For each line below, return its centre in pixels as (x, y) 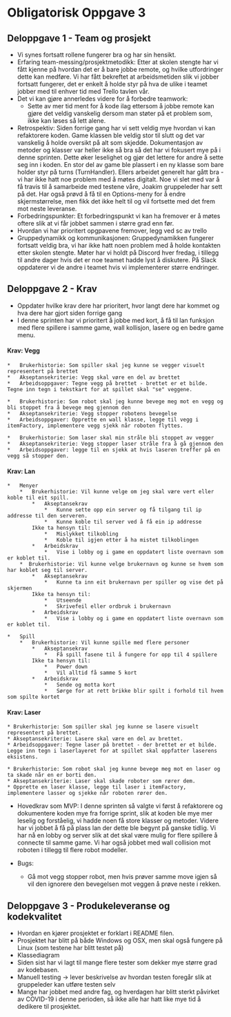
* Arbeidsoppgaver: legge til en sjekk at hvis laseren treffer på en (114, 450)
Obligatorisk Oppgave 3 (77, 13)
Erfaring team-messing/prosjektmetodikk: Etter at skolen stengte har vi (118, 62)
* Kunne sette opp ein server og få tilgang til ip (123, 510)
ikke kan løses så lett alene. (67, 121)
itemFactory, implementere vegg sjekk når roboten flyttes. (96, 426)
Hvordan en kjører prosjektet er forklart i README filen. (96, 934)
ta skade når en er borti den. (52, 775)
